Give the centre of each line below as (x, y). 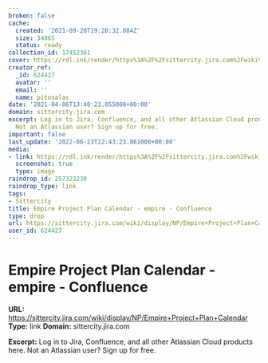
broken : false (32, 16)
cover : (19, 61)
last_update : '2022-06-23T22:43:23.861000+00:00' (93, 142)
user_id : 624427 (35, 231)
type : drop (26, 216)
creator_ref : (30, 68)
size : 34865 (35, 38)
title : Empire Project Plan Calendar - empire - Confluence (110, 208)
